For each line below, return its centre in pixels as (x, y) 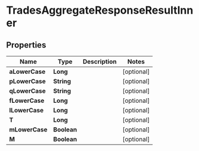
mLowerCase (28, 130)
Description (100, 62)
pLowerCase (27, 81)
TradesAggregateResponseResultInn (100, 10)
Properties (26, 45)
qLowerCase (27, 91)
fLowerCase (27, 100)
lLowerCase (27, 110)
